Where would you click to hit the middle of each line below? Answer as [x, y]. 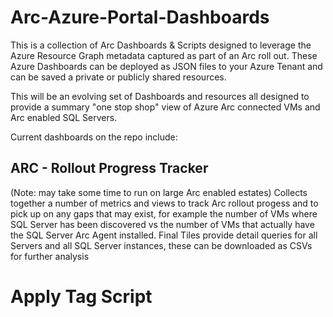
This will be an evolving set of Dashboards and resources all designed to [160, 96]
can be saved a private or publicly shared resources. [118, 77]
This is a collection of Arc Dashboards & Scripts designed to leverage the [161, 45]
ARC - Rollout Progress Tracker [109, 168]
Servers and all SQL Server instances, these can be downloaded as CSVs [161, 245]
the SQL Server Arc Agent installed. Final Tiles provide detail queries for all [164, 235]
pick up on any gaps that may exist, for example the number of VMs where [164, 213]
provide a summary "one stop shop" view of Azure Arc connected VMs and [165, 107]
